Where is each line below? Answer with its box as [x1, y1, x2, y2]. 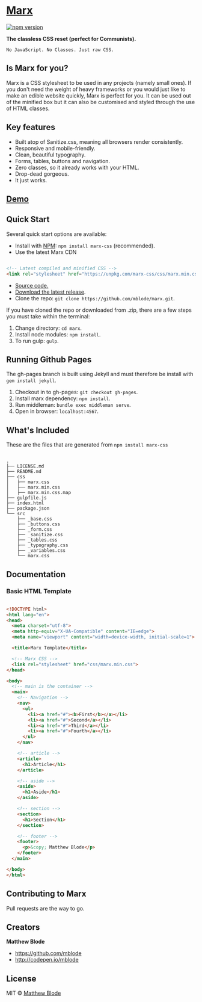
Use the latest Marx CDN [14, 248, 77, 256]
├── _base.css [17, 516, 52, 522]
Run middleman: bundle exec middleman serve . [14, 401, 131, 409]
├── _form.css [17, 527, 52, 533]
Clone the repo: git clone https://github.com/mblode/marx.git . [14, 294, 176, 302]
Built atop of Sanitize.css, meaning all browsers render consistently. [14, 138, 183, 145]
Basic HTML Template [6, 587, 72, 596]
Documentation [6, 569, 66, 580]
